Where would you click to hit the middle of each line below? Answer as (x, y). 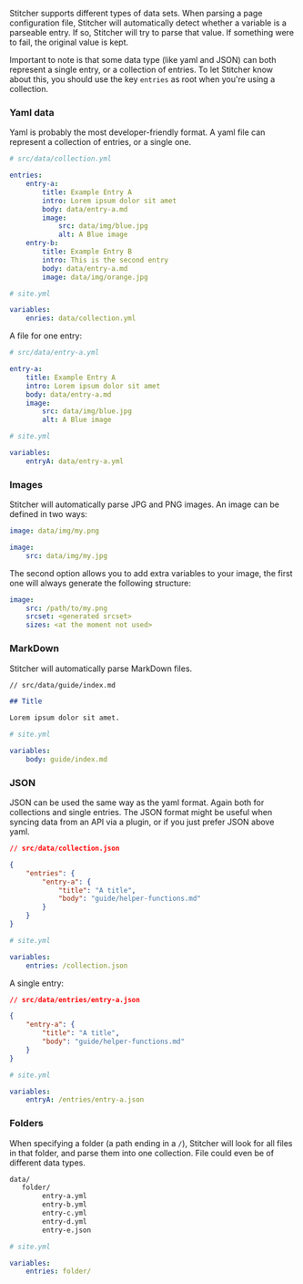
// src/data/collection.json (65, 849)
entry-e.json (67, 1230)
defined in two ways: (49, 514)
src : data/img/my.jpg (66, 555)
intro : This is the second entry (106, 260)
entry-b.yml (65, 1205)
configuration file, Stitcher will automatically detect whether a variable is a (148, 23)
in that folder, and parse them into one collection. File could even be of (142, 1153)
